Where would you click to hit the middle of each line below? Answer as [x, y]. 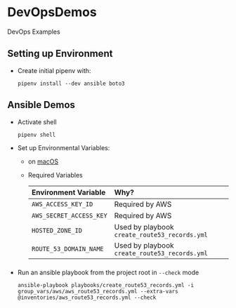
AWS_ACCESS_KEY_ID [62, 204]
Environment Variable [68, 192]
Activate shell [37, 122]
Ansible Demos [41, 105]
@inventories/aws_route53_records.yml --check [87, 298]
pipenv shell [37, 135]
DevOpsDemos [52, 12]
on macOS [43, 161]
